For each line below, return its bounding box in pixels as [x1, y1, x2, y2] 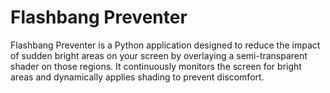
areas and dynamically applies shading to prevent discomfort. [10, 71, 265, 83]
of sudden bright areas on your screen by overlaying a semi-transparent [10, 49, 308, 61]
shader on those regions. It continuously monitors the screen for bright [10, 60, 302, 72]
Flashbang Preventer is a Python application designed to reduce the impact [10, 39, 321, 51]
